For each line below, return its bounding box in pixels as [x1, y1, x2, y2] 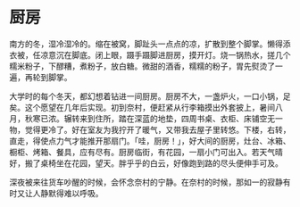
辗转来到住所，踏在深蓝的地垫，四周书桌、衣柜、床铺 [63, 112, 260, 124]
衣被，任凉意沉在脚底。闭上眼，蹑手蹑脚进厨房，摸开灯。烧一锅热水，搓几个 [9, 49, 291, 60]
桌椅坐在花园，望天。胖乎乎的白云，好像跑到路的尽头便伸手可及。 [39, 157, 283, 169]
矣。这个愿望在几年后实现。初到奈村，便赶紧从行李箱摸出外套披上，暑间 [9, 102, 275, 112]
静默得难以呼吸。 [39, 187, 104, 198]
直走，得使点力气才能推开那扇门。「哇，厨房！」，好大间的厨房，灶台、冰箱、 [9, 135, 291, 146]
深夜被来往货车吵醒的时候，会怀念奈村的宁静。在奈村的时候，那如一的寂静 [9, 177, 283, 187]
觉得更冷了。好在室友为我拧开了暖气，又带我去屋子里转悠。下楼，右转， [24, 124, 291, 135]
